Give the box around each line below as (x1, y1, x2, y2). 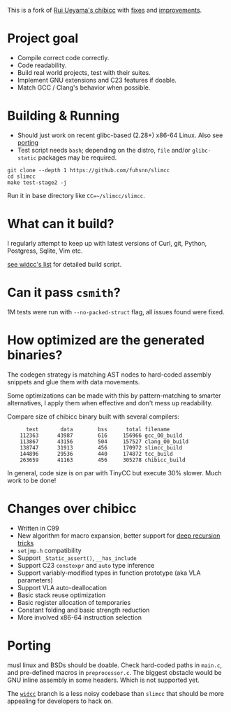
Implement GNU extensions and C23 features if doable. (17, 76, 177, 84)
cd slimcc (7, 173, 36, 180)
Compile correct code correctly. (17, 53, 110, 62)
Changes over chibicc (7, 501, 137, 517)
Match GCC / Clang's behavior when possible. (17, 83, 151, 92)
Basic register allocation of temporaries (17, 598, 131, 606)
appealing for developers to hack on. (7, 697, 113, 705)
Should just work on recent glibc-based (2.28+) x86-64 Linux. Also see (17, 131, 223, 139)
